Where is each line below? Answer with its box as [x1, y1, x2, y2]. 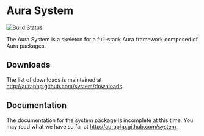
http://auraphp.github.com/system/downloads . [6, 82, 124, 90]
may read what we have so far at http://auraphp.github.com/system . [6, 123, 178, 130]
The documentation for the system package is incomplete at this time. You [6, 116, 194, 124]
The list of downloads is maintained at [6, 76, 102, 83]
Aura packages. [6, 42, 46, 49]
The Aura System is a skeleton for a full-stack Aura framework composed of [6, 35, 199, 43]
